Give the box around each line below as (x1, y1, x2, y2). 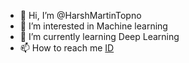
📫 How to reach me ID (19, 42, 115, 54)
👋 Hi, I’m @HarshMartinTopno (19, 10, 142, 21)
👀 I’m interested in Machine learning (19, 20, 168, 32)
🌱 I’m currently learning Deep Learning (19, 31, 180, 42)
